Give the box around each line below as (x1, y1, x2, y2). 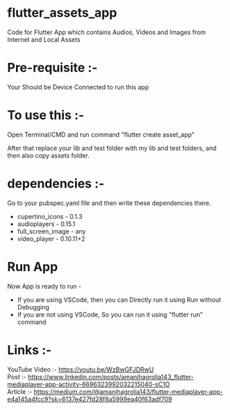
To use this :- (7, 107, 85, 123)
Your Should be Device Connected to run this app (7, 82, 149, 91)
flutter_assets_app (7, 5, 117, 21)
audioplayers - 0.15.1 (17, 220, 76, 228)
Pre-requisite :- (7, 60, 98, 76)
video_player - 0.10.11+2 (17, 234, 85, 243)
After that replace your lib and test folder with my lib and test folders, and (7, 144, 217, 152)
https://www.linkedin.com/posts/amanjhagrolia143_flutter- (27, 372, 195, 381)
